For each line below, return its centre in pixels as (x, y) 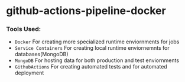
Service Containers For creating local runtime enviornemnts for (92, 48)
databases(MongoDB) (42, 54)
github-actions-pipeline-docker (86, 11)
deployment (29, 73)
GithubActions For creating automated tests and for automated (91, 67)
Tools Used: (24, 29)
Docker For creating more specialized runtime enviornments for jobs (97, 42)
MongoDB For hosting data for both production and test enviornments (97, 60)
